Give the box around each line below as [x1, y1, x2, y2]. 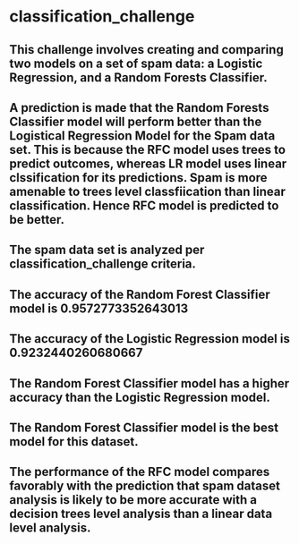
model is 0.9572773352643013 [9, 301, 189, 316]
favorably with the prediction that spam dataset [9, 479, 280, 494]
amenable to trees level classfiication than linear [9, 183, 286, 199]
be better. [9, 212, 65, 227]
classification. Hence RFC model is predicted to [9, 198, 279, 213]
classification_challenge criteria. [9, 257, 197, 272]
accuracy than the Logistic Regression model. [9, 389, 271, 404]
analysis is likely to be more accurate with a [9, 492, 258, 507]
